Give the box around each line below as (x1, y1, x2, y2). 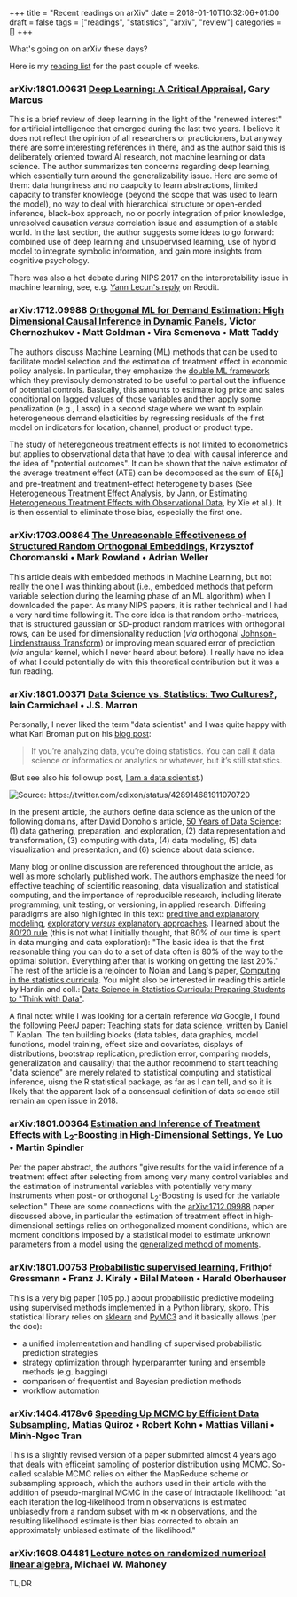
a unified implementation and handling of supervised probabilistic (21, 1338, 262, 1349)
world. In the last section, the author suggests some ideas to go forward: (9, 227, 275, 238)
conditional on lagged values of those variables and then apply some (9, 394, 262, 404)
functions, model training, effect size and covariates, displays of (9, 1038, 244, 1049)
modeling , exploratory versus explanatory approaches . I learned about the (9, 918, 281, 928)
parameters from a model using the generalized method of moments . (9, 1239, 262, 1249)
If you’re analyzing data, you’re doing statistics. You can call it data (30, 745, 276, 756)
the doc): (9, 1320, 43, 1331)
